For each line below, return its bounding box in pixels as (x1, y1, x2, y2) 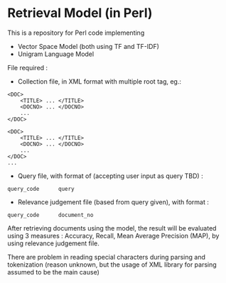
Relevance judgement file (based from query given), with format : (17, 197, 210, 206)
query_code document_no (7, 211, 94, 218)
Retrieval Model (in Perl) (7, 5, 153, 21)
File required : (7, 63, 48, 72)
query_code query (7, 185, 75, 192)
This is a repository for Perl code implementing (7, 28, 145, 37)
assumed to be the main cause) (7, 267, 99, 276)
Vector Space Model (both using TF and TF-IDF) (17, 42, 160, 50)
